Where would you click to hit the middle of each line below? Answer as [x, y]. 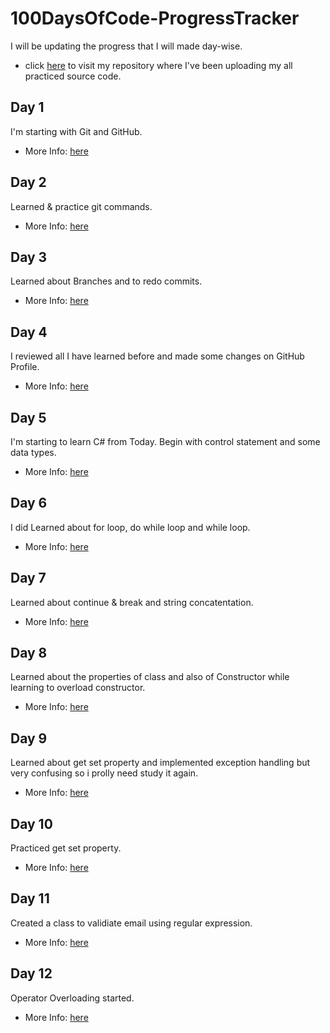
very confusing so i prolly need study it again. [104, 773]
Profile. [25, 367]
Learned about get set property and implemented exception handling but [160, 763]
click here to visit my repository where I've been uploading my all [158, 65]
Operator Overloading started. [72, 998]
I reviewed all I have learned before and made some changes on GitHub [157, 356]
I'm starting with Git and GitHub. [76, 131]
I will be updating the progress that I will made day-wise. [126, 46]
